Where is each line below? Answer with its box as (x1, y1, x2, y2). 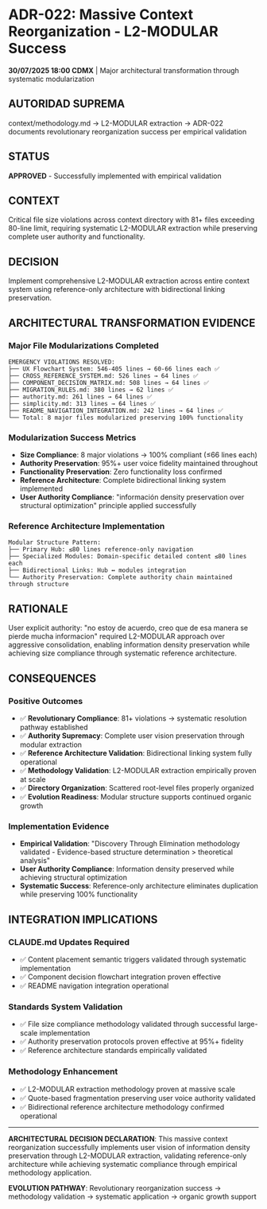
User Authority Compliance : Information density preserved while (19, 865, 234, 874)
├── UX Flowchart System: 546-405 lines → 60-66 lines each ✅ (8, 364, 220, 373)
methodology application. (8, 1168, 92, 1177)
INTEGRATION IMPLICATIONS (8, 912, 158, 926)
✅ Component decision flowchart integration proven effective (19, 972, 221, 982)
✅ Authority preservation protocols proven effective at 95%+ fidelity (19, 1036, 244, 1047)
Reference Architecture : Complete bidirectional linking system (19, 476, 226, 485)
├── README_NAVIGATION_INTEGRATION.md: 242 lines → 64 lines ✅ (8, 406, 224, 414)
